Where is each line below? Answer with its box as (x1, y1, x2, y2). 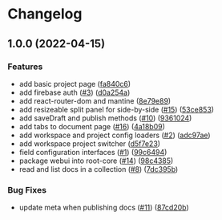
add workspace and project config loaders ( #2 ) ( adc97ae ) (18, 130, 211, 140)
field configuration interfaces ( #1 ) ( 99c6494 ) (18, 147, 168, 157)
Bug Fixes (7, 184, 47, 195)
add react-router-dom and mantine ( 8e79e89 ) (18, 96, 172, 105)
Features (7, 61, 43, 72)
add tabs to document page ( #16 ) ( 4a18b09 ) (18, 121, 166, 131)
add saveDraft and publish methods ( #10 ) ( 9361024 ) (18, 113, 192, 123)
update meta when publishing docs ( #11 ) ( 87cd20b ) (18, 202, 189, 213)
